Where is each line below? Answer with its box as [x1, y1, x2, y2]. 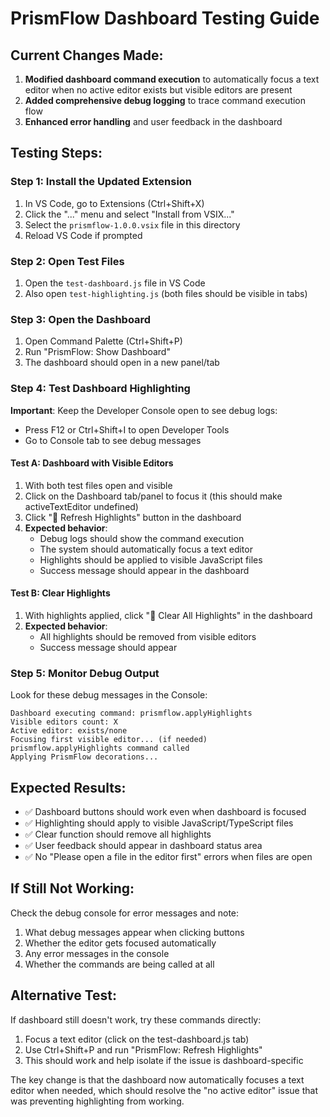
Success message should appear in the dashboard [39, 564, 250, 576]
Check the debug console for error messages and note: [10, 907, 240, 919]
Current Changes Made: [10, 47, 164, 64]
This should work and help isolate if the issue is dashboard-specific [24, 1054, 304, 1066]
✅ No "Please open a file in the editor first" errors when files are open [24, 851, 313, 863]
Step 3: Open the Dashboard [10, 312, 152, 326]
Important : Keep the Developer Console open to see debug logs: [10, 404, 278, 416]
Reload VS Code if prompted [24, 229, 143, 241]
